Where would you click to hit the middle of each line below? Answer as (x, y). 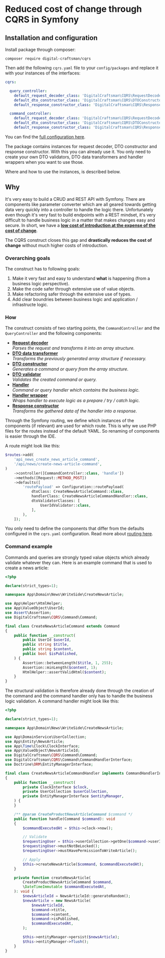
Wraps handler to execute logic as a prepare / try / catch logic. (76, 401)
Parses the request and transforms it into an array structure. (73, 348)
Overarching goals (28, 258)
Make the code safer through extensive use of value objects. (73, 289)
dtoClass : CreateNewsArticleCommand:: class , (78, 492)
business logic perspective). (41, 283)
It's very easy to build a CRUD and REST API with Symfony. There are (75, 199)
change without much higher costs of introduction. (56, 245)
